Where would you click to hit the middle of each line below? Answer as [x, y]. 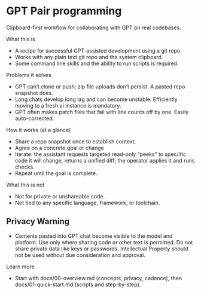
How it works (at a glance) [39, 130]
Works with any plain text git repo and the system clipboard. [89, 57]
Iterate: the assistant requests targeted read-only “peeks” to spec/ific [100, 154]
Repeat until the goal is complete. [56, 173]
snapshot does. [34, 93]
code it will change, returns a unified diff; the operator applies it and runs [105, 160]
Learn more [20, 267]
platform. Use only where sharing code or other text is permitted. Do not [104, 242]
